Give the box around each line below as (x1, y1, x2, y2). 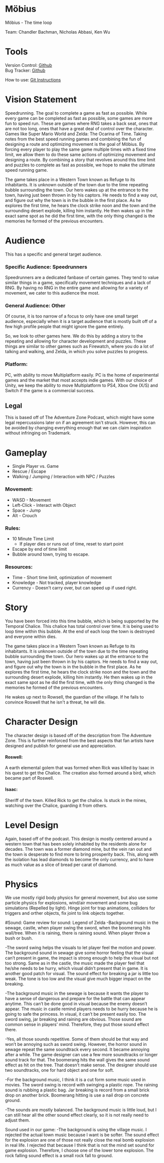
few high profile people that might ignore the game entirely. (5, 323, 124, 330)
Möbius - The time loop (5, 20, 52, 25)
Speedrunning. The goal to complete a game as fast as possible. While (5, 110, 147, 116)
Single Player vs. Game (12, 463, 59, 469)
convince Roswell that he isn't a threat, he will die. (5, 699, 106, 705)
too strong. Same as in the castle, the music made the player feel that (5, 960, 145, 966)
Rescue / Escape (12, 468, 46, 474)
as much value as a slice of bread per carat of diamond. (5, 862, 117, 867)
